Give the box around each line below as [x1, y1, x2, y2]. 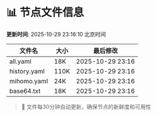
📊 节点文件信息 [6, 5, 84, 19]
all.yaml [9, 57, 32, 66]
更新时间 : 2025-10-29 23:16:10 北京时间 [6, 30, 106, 38]
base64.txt [9, 86, 41, 95]
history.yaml [9, 67, 45, 75]
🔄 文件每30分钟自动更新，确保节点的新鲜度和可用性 [21, 103, 152, 110]
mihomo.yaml [9, 77, 48, 85]
